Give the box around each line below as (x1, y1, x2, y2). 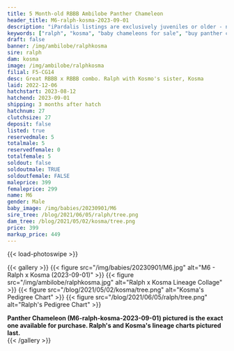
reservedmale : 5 (7, 133, 54, 140)
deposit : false (7, 120, 52, 128)
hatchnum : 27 (7, 107, 45, 114)
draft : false (7, 36, 45, 43)
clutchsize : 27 (7, 114, 52, 121)
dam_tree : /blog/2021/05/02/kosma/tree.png (7, 218, 136, 225)
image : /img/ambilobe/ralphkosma (7, 62, 104, 69)
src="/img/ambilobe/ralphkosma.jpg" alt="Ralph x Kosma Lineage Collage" (7, 278, 223, 287)
